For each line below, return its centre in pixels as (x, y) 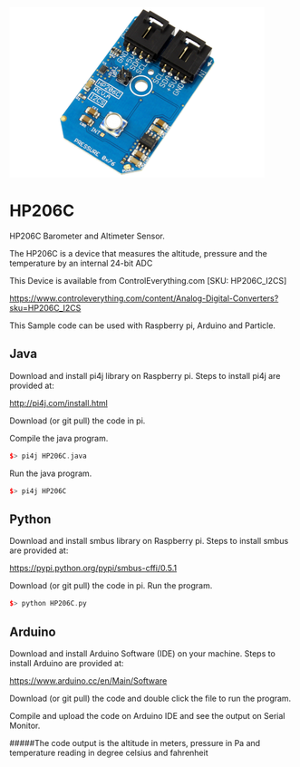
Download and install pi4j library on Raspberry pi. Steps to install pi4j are (145, 375)
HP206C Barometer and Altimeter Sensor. (87, 236)
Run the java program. (51, 473)
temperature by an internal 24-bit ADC (81, 263)
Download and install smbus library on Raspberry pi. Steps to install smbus (149, 541)
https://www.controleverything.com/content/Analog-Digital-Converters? (144, 298)
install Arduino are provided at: (67, 663)
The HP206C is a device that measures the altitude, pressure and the (138, 253)
